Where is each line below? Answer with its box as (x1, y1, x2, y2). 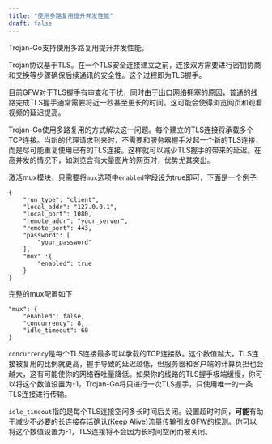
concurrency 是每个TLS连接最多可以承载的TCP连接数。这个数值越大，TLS (8, 348, 253, 358)
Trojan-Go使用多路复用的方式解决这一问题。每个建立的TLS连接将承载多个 (8, 125, 254, 134)
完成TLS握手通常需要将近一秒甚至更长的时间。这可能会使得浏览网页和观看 (15, 97, 263, 107)
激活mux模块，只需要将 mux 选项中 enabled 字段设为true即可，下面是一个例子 (8, 172, 257, 182)
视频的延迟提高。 (8, 107, 66, 117)
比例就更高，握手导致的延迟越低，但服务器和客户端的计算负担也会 (43, 358, 264, 369)
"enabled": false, (23, 312, 85, 320)
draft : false (8, 19, 53, 28)
